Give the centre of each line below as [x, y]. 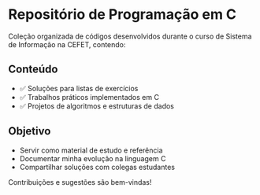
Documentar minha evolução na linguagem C [93, 158]
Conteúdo [33, 70]
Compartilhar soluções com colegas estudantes [97, 167]
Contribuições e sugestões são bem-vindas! [80, 182]
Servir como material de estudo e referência [91, 150]
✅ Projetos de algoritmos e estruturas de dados [97, 106]
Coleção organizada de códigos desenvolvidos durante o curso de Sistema [130, 36]
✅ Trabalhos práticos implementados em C [89, 97]
